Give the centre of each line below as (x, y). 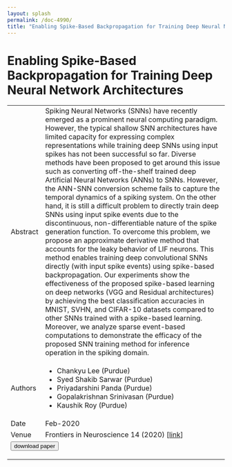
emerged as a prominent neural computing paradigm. (131, 120)
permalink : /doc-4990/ (40, 20)
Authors (23, 388)
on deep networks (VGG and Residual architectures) (129, 292)
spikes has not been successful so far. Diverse (120, 154)
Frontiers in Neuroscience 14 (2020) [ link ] (114, 435)
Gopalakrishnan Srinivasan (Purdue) (116, 397)
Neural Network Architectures (96, 90)
